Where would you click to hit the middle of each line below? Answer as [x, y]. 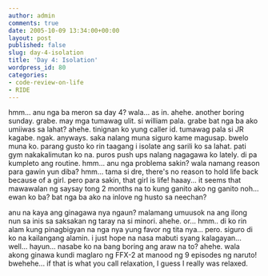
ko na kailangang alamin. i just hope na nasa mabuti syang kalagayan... [125, 238]
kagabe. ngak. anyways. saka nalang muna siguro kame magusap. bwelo [128, 138]
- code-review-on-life [46, 82]
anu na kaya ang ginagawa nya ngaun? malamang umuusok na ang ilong [128, 213]
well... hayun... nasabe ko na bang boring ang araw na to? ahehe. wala [124, 246]
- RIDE [19, 90]
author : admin [32, 16]
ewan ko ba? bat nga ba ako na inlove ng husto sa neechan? [108, 197]
